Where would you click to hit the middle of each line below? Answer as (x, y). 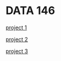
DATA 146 (30, 11)
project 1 (16, 27)
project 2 (17, 39)
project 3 (17, 51)
